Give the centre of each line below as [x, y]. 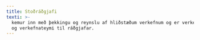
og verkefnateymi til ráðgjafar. [53, 28]
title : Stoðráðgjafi [32, 11]
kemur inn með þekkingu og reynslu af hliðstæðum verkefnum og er [96, 22]
